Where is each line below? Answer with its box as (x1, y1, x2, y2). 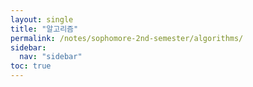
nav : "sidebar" (19, 52, 83, 62)
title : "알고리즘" (10, 24, 79, 34)
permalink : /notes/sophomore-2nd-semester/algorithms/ (10, 33, 244, 43)
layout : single (10, 14, 74, 25)
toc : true (10, 61, 52, 71)
